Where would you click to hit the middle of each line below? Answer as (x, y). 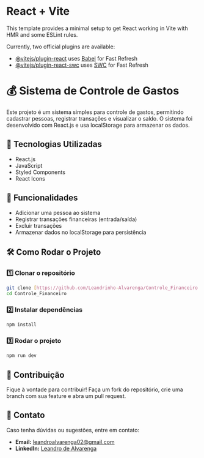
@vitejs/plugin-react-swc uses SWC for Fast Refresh (82, 65)
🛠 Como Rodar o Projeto (54, 252)
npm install (21, 325)
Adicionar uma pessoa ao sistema (58, 212)
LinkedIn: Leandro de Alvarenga (56, 448)
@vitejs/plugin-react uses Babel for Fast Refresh (76, 58)
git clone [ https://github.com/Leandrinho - (63, 288)
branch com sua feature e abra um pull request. (66, 396)
